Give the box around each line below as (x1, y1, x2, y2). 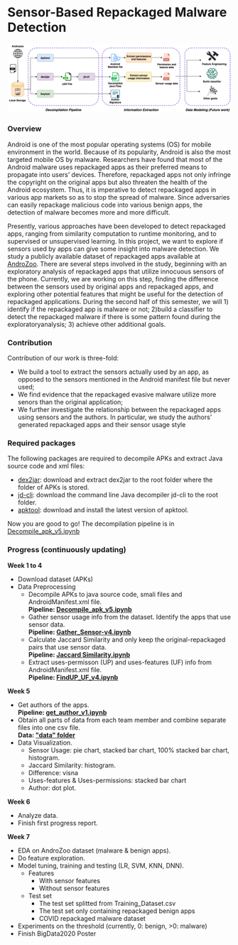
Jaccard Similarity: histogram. (28, 761, 116, 769)
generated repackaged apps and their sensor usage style (17, 421, 186, 429)
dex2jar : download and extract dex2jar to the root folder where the (17, 475, 213, 484)
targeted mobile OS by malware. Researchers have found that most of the (7, 155, 223, 163)
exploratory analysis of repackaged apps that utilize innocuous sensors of (7, 267, 225, 276)
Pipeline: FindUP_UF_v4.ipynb (28, 673, 119, 681)
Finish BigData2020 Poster (17, 929, 97, 938)
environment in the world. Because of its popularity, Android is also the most (7, 147, 231, 156)
